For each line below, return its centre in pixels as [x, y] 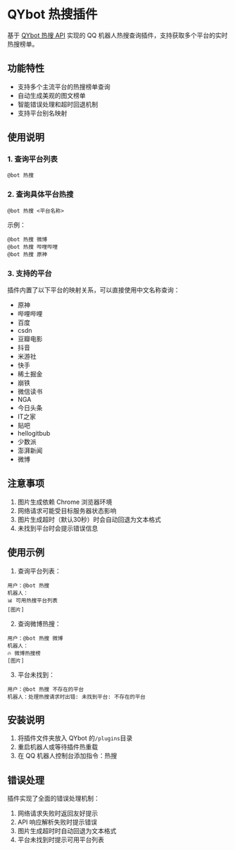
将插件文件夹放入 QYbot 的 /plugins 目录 [75, 738]
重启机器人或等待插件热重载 [58, 747]
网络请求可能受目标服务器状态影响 [67, 510]
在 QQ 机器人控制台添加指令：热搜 [67, 756]
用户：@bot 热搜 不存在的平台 [46, 689]
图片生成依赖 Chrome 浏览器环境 [65, 502]
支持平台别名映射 [42, 113]
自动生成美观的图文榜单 [51, 95]
